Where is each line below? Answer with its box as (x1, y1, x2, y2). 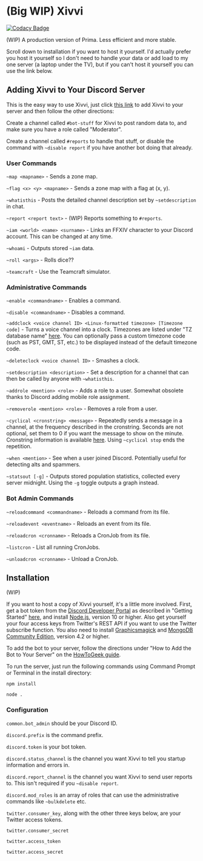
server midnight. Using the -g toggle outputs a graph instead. (6, 479, 159, 486)
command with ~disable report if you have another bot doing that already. (6, 144, 193, 151)
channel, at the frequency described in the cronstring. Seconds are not (6, 423, 184, 431)
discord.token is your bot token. (6, 743, 87, 750)
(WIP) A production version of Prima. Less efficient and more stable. (6, 36, 177, 43)
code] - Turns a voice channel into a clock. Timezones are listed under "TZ (6, 326, 193, 333)
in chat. (6, 203, 25, 210)
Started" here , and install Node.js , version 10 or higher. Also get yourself (6, 613, 187, 621)
